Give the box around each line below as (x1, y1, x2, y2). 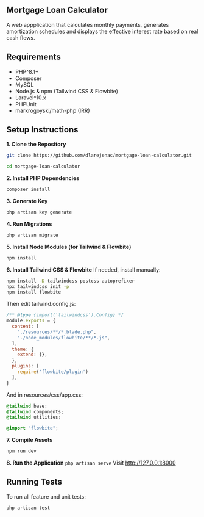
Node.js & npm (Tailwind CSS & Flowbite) (15, 87, 119, 95)
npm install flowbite (6, 289, 62, 295)
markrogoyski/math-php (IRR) (15, 107, 90, 114)
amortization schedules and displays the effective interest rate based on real (6, 27, 199, 35)
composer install (6, 186, 51, 193)
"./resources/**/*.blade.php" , (17, 329, 97, 335)
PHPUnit (15, 100, 37, 107)
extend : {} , (17, 352, 47, 358)
